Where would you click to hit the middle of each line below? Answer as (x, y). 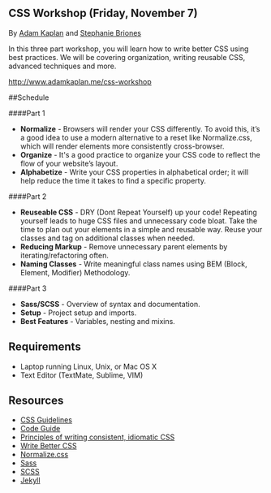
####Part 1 (27, 113)
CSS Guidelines (46, 420)
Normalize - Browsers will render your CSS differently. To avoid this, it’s (140, 128)
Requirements (45, 347)
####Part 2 (28, 196)
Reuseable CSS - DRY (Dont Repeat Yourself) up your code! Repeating (138, 212)
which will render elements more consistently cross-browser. (122, 146)
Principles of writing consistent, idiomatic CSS (97, 437)
